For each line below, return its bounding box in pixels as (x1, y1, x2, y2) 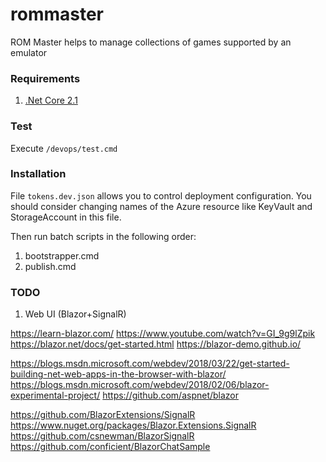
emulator (10, 46, 48, 58)
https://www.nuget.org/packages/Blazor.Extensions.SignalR (10, 419, 257, 432)
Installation (10, 167, 67, 181)
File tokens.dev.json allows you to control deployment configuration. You (10, 189, 312, 202)
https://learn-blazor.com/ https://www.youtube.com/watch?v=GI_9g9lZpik (10, 328, 316, 340)
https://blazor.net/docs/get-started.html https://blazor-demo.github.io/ (10, 338, 302, 350)
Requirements (10, 71, 81, 85)
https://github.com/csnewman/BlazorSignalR (10, 430, 195, 442)
